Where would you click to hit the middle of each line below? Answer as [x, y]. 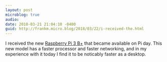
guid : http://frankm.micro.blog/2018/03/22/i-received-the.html [75, 29]
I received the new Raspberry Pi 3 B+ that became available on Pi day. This [84, 43]
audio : [12, 19]
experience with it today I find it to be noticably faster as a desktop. [76, 54]
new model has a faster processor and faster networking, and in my [76, 49]
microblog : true [22, 15]
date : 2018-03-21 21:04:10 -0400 [41, 24]
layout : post [19, 10]
